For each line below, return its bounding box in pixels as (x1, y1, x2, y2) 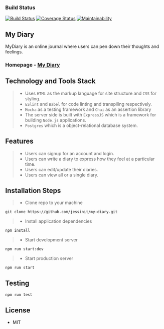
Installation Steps (5, 186, 61, 195)
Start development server (25, 237, 78, 243)
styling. (25, 95, 41, 102)
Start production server (25, 255, 74, 261)
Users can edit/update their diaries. (25, 166, 98, 172)
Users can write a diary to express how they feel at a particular (25, 156, 155, 162)
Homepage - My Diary (5, 61, 60, 69)
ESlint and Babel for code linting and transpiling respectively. (25, 101, 152, 107)
